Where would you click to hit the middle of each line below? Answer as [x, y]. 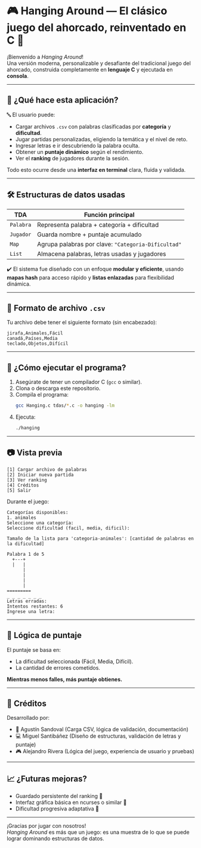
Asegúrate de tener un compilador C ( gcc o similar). [79, 382]
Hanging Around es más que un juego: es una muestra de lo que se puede [98, 832]
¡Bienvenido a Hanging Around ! [45, 57]
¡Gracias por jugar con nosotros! [47, 826]
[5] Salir [19, 490]
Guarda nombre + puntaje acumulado [89, 234]
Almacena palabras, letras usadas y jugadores [102, 253]
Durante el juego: [28, 502]
